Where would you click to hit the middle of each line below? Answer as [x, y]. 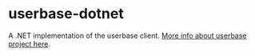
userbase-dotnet [66, 14]
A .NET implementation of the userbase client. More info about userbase [127, 35]
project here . [29, 43]
